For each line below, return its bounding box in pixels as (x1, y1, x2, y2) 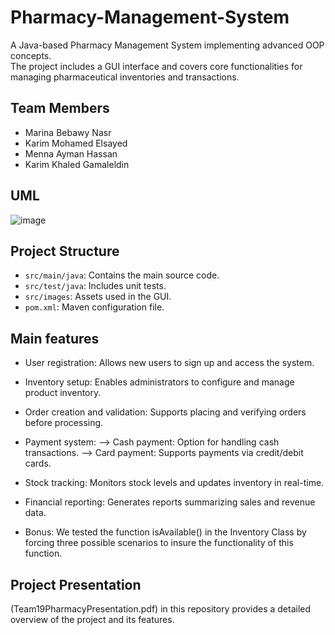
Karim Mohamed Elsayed (24, 137, 128, 149)
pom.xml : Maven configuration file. (24, 301, 165, 313)
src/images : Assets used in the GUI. (24, 291, 172, 303)
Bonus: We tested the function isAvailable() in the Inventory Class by (24, 526, 307, 538)
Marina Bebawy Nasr (24, 126, 112, 138)
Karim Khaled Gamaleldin (24, 158, 130, 170)
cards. (24, 457, 52, 470)
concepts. (10, 49, 52, 61)
